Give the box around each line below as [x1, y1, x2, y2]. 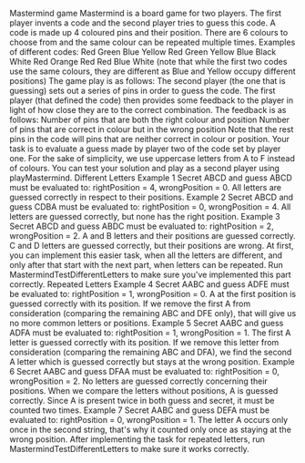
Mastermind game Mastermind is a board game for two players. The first [9, 8, 282, 18]
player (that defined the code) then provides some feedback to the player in [9, 95, 294, 106]
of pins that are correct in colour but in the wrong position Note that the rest [9, 124, 294, 135]
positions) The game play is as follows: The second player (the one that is [9, 76, 286, 86]
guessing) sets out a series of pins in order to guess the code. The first [9, 86, 276, 96]
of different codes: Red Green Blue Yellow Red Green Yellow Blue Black [9, 46, 277, 57]
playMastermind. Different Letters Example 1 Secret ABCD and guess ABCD [9, 172, 293, 183]
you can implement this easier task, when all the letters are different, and [9, 250, 283, 261]
